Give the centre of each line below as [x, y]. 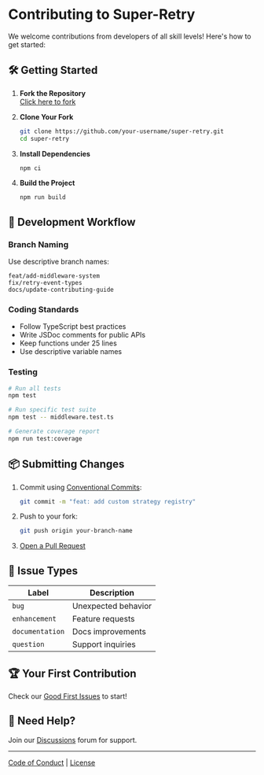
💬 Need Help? [42, 721]
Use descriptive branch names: [59, 261]
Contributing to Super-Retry [102, 15]
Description [112, 593]
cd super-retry [44, 138]
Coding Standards [44, 309]
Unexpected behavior [112, 606]
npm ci [30, 168]
